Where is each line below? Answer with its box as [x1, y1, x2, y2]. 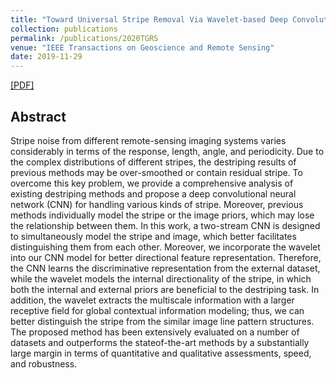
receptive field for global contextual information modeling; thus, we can [10, 304, 305, 316]
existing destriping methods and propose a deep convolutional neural [10, 187, 297, 200]
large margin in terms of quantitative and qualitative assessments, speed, [10, 347, 312, 359]
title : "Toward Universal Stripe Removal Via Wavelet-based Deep [10, 14, 288, 25]
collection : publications [10, 24, 118, 34]
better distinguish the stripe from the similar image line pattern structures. [10, 315, 315, 327]
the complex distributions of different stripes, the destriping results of [10, 156, 297, 168]
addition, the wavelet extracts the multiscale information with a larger [10, 294, 295, 306]
